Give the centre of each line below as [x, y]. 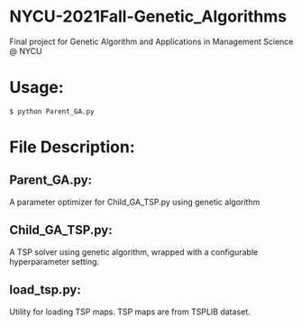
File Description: [72, 147]
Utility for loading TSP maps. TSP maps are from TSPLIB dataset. [130, 312]
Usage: [37, 88]
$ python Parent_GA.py [52, 111]
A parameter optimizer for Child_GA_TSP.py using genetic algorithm [135, 202]
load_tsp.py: [45, 290]
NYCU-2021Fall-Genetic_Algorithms [148, 17]
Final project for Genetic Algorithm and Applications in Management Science [151, 41]
